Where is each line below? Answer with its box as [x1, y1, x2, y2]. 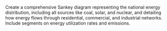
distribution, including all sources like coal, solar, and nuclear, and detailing [5, 9, 161, 15]
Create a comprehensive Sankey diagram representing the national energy [5, 4, 160, 10]
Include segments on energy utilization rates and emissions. [5, 20, 131, 26]
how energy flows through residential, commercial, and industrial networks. [5, 15, 163, 20]
